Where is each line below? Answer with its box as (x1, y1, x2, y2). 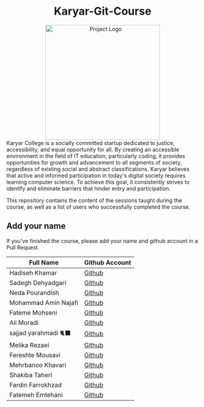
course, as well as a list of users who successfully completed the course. (6, 203, 191, 211)
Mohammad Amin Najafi (9, 298, 78, 307)
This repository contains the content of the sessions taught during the (6, 196, 183, 204)
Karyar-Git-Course (54, 4, 151, 18)
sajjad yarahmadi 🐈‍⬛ (9, 329, 71, 337)
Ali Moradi (9, 318, 38, 327)
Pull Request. (6, 244, 40, 251)
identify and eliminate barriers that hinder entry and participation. (6, 185, 171, 192)
